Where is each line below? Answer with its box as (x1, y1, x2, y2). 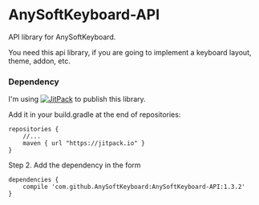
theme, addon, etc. (8, 56, 71, 66)
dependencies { (8, 176, 59, 184)
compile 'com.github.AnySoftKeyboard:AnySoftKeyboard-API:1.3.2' (22, 183, 246, 191)
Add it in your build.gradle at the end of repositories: (8, 110, 181, 119)
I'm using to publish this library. (8, 94, 146, 104)
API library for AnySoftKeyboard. (8, 32, 116, 42)
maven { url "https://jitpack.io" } (22, 139, 146, 147)
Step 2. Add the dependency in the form (8, 160, 142, 170)
